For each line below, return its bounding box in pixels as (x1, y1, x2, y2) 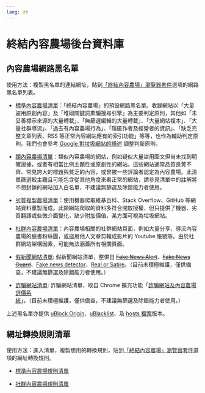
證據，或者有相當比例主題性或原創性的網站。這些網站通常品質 (20, 160, 176, 168)
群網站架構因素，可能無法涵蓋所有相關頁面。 (15, 240, 128, 247)
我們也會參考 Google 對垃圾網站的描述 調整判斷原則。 (26, 140, 161, 147)
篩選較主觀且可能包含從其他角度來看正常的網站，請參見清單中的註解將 (20, 176, 197, 183)
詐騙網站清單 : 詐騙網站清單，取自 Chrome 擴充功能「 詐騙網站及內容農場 (15, 281, 197, 288)
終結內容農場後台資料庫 (6, 37, 124, 51)
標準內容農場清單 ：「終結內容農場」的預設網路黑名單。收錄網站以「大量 (15, 102, 195, 109)
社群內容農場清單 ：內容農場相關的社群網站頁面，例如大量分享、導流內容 (15, 225, 197, 232)
